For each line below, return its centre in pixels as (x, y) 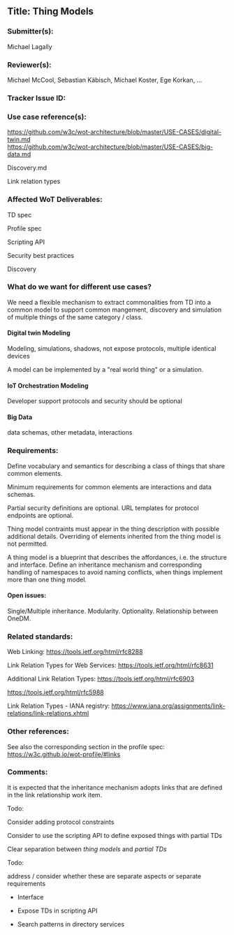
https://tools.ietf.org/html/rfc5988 (56, 693)
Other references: (38, 732)
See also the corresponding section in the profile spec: (86, 746)
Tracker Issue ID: (37, 98)
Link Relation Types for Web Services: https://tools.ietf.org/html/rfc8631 (110, 665)
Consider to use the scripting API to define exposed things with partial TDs (115, 835)
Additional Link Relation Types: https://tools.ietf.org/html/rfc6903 (101, 679)
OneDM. (19, 618)
